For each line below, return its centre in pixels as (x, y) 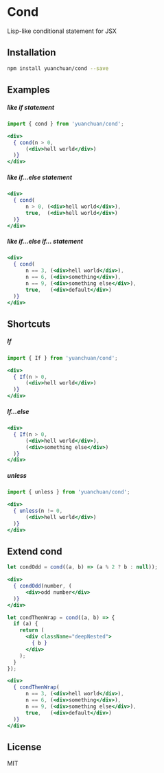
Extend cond (35, 551)
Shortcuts (29, 324)
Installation (32, 53)
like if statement (31, 107)
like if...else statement (40, 177)
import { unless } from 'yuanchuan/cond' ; (69, 492)
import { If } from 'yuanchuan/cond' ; (62, 358)
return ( (32, 630)
